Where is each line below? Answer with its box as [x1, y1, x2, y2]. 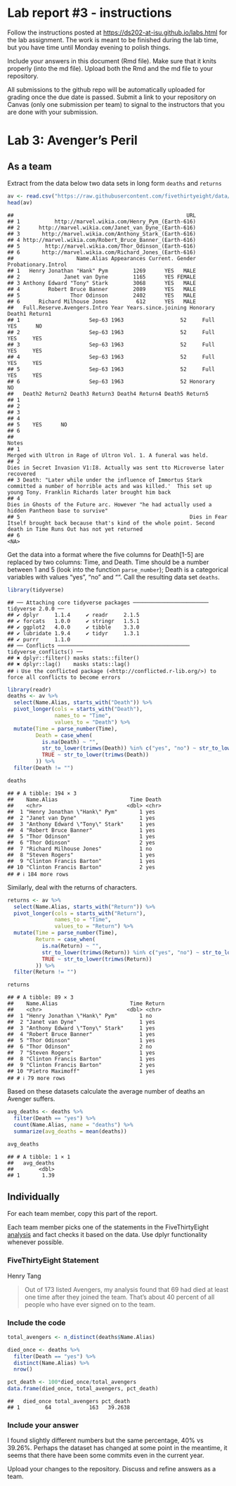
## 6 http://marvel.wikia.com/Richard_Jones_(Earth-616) [7, 248, 197, 256]
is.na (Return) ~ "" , [41, 942, 102, 949]
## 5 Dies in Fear [7, 513, 228, 520]
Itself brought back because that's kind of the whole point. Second [7, 519, 216, 527]
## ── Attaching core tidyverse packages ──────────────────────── [7, 599, 209, 606]
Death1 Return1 [7, 310, 52, 317]
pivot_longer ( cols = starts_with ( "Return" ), [13, 909, 146, 917]
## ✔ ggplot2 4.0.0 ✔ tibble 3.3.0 [7, 624, 140, 631]
